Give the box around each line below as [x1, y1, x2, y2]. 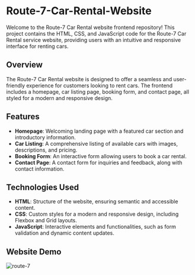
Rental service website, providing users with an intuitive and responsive [6, 36, 181, 43]
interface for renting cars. [6, 43, 69, 50]
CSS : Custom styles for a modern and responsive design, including [14, 210, 179, 218]
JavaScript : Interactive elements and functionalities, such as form [14, 223, 176, 231]
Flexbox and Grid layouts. [14, 217, 77, 224]
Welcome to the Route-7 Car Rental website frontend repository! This [6, 24, 175, 31]
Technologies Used [6, 182, 79, 192]
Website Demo [6, 247, 62, 257]
